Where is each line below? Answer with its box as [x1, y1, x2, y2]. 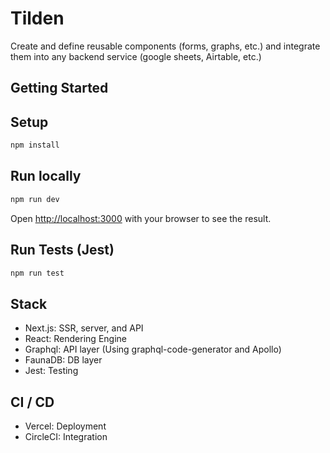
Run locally [10, 168, 82, 185]
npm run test [10, 268, 65, 278]
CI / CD [10, 393, 55, 411]
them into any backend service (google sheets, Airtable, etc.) [10, 50, 262, 62]
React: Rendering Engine [24, 333, 127, 345]
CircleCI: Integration [24, 431, 108, 443]
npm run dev [10, 194, 60, 204]
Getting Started [10, 80, 109, 97]
